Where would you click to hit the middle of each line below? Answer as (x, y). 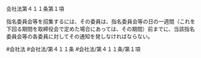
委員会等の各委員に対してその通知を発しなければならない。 (80, 36)
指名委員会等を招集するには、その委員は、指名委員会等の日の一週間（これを (101, 22)
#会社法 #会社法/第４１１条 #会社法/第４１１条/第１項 (73, 49)
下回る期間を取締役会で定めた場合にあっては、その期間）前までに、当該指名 (100, 29)
